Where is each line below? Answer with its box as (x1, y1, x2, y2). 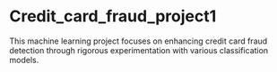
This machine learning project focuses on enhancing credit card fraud (9, 36, 268, 46)
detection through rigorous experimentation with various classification (9, 44, 269, 55)
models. (9, 54, 39, 65)
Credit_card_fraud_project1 (9, 6, 217, 27)
